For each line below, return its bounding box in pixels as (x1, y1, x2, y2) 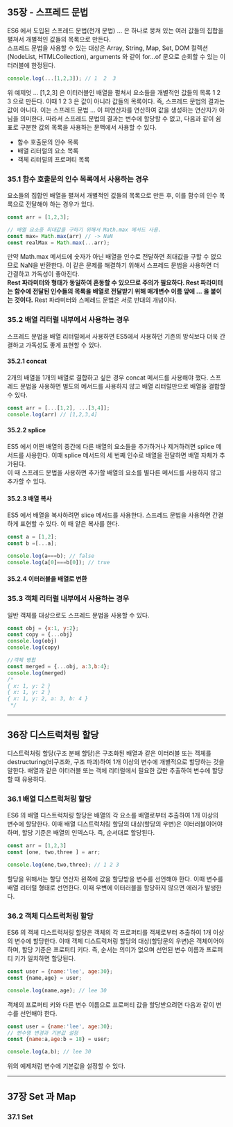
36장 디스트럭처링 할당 (7, 729, 99, 741)
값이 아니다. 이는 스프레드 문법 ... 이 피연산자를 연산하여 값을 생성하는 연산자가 (7, 105, 218, 114)
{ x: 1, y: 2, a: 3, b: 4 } (7, 695, 89, 702)
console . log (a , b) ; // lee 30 (7, 1049, 92, 1056)
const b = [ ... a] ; (7, 540, 58, 547)
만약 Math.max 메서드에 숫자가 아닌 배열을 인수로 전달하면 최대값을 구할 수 (7, 253, 209, 261)
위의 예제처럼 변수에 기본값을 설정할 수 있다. (7, 1062, 126, 1070)
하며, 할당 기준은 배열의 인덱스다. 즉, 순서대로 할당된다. (7, 829, 155, 837)
